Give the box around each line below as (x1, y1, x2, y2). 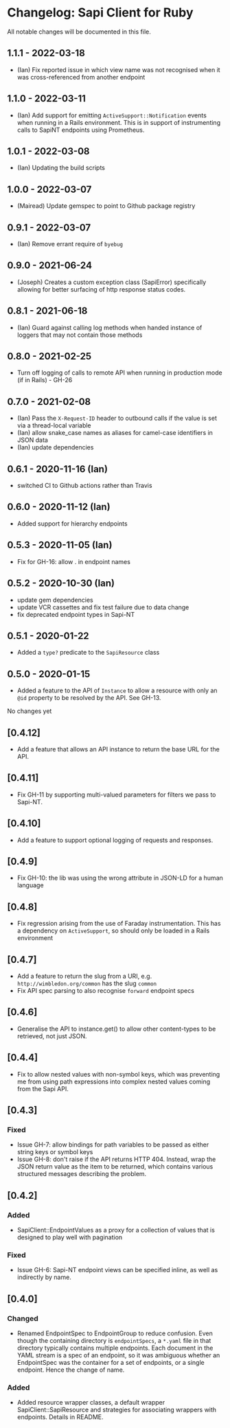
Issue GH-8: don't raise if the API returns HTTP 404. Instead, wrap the (16, 1155, 216, 1164)
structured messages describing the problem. (16, 1170, 147, 1178)
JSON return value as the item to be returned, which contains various (16, 1162, 214, 1171)
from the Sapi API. (16, 1084, 69, 1092)
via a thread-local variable (16, 421, 91, 430)
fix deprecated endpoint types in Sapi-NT (16, 610, 135, 618)
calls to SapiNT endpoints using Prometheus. (16, 126, 145, 134)
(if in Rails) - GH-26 (16, 376, 73, 384)
